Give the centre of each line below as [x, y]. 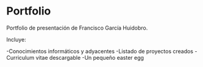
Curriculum [20, 57]
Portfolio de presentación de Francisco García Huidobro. [77, 28]
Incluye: [16, 39]
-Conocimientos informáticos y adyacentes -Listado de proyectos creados [100, 51]
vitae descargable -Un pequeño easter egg [90, 57]
